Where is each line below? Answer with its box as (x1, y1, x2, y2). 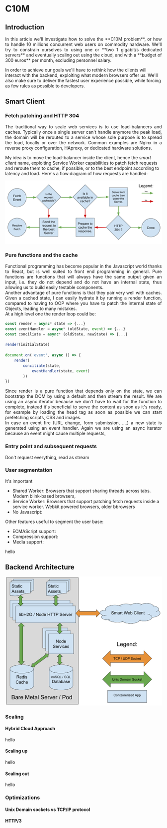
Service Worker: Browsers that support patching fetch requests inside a (12, 498, 160, 504)
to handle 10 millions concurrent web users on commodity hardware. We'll (5, 41, 162, 47)
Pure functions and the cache (5, 252, 78, 259)
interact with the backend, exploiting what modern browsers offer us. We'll (5, 72, 158, 78)
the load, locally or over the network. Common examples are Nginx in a (5, 139, 162, 145)
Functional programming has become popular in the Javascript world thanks (5, 263, 162, 269)
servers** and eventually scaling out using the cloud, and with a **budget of (5, 52, 162, 58)
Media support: (12, 539, 44, 545)
